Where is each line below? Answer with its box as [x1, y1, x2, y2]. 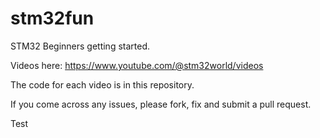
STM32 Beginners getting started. [10, 40, 151, 52]
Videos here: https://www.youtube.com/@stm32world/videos [10, 59, 264, 71]
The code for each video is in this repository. [10, 78, 195, 91]
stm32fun [10, 7, 95, 30]
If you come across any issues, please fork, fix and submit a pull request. [10, 98, 312, 110]
